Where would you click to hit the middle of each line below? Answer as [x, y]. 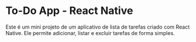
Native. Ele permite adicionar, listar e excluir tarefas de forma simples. [90, 33]
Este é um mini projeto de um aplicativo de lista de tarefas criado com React [98, 27]
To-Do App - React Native [69, 11]
